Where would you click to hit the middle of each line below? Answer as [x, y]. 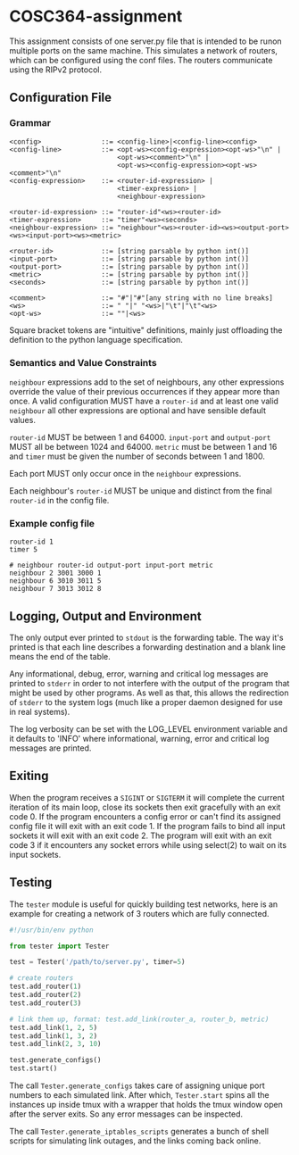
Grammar [30, 123]
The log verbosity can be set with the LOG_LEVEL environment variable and [149, 729]
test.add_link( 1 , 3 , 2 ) [54, 1036]
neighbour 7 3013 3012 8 [55, 589]
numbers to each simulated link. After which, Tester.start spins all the [139, 1095]
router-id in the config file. [59, 500]
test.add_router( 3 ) [46, 1003]
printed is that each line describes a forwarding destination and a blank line [147, 647]
